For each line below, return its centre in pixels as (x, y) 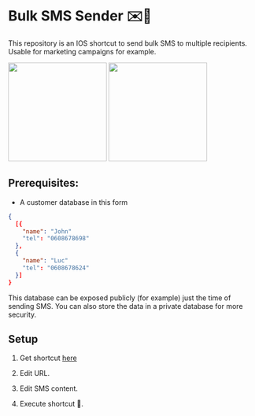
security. (22, 314)
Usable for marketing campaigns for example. (82, 51)
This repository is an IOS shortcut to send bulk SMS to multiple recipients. (128, 43)
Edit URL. (35, 373)
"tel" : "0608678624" (56, 268)
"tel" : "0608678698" (56, 239)
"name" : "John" (47, 231)
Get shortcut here (48, 358)
